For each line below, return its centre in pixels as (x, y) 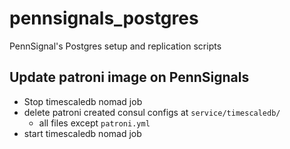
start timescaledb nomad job (82, 133)
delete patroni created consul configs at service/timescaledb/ (152, 112)
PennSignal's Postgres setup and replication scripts (115, 46)
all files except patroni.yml (94, 123)
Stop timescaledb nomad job (83, 101)
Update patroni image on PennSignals (129, 77)
